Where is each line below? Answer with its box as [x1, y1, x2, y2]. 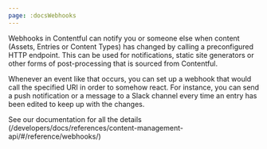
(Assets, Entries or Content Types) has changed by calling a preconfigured [8, 41, 253, 52]
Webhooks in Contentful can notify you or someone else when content [8, 33, 241, 43]
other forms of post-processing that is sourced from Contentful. [8, 59, 218, 68]
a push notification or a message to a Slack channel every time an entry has [8, 90, 257, 100]
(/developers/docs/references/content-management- [8, 123, 183, 132]
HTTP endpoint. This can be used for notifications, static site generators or [8, 50, 254, 59]
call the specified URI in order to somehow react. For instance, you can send [8, 82, 260, 92]
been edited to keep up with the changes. [8, 99, 145, 109]
